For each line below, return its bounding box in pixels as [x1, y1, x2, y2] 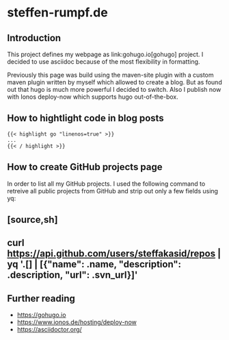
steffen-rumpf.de [7, 5, 108, 21]
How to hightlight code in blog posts [7, 112, 164, 124]
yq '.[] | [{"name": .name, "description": [7, 258, 182, 270]
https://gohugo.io [16, 311, 66, 319]
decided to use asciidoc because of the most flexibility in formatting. [7, 58, 200, 66]
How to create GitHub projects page [7, 161, 163, 173]
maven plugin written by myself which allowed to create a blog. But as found [7, 78, 222, 86]
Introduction [7, 32, 62, 44]
